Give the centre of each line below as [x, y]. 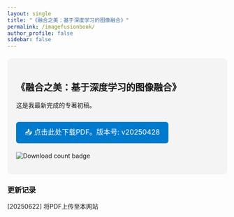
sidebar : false [29, 40]
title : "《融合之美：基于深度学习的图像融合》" [68, 20]
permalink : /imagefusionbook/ [51, 27]
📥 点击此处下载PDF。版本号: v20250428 [93, 132]
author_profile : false [40, 33]
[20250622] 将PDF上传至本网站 [53, 207]
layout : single [29, 14]
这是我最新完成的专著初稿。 [56, 105]
